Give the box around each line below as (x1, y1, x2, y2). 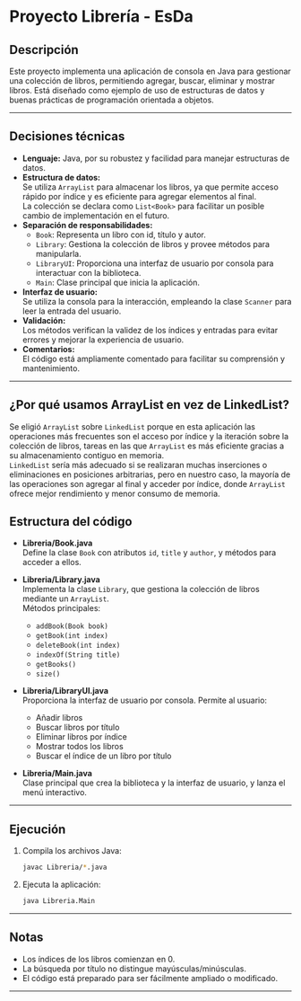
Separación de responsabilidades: (21, 219, 153, 230)
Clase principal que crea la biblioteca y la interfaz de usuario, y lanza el (21, 777, 286, 788)
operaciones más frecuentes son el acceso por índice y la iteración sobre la (9, 430, 289, 441)
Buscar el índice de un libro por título (35, 750, 172, 761)
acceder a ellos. (21, 557, 82, 568)
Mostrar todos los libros (35, 741, 124, 752)
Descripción (9, 42, 79, 58)
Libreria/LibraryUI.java (21, 686, 109, 696)
